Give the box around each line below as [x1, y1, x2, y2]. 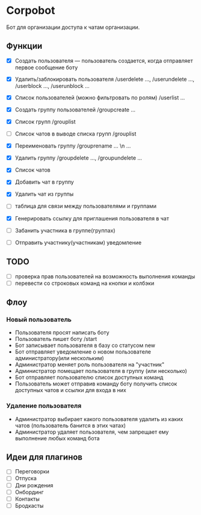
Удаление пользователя [6, 402, 82, 410]
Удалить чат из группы [14, 190, 74, 198]
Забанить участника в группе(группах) [14, 226, 116, 234]
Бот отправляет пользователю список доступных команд [14, 374, 164, 381]
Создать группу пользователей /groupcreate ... [14, 106, 136, 113]
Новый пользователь [6, 315, 72, 323]
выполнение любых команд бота [14, 434, 100, 442]
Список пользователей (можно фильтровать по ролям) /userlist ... [14, 94, 185, 101]
